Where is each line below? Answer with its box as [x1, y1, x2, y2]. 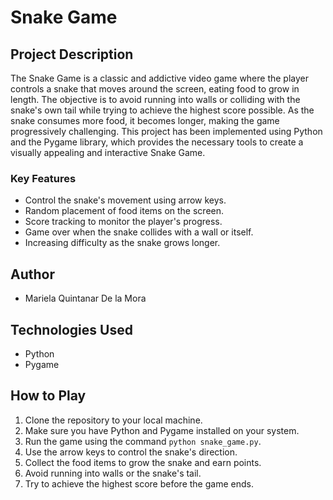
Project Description [10, 46, 134, 63]
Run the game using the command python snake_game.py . [24, 435, 262, 447]
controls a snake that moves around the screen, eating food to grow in [10, 83, 300, 95]
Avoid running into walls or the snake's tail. [24, 467, 202, 479]
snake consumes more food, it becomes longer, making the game [10, 115, 280, 126]
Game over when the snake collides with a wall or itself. [24, 226, 254, 238]
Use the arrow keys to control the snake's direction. [24, 446, 238, 458]
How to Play [10, 387, 87, 405]
